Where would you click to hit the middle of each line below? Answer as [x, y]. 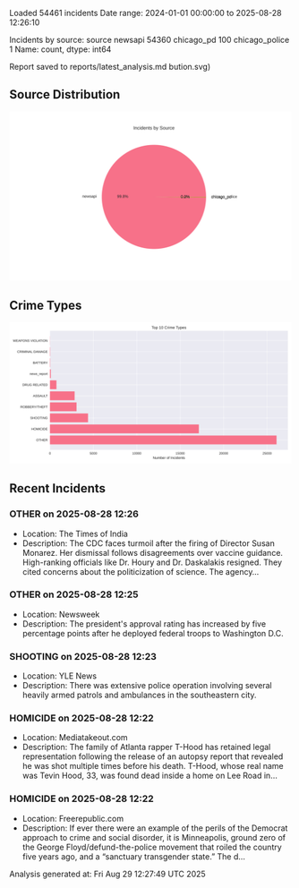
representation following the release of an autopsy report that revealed [153, 756]
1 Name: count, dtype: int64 [60, 49]
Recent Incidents [57, 488]
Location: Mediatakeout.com [75, 738]
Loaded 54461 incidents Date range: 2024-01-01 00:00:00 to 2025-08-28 [145, 13]
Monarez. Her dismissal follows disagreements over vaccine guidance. [153, 552]
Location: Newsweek [61, 614]
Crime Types [46, 306]
